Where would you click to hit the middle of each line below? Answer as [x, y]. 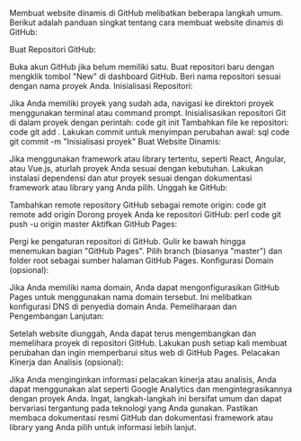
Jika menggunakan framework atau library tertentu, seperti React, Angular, [147, 159]
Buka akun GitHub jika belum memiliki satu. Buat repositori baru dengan [142, 67]
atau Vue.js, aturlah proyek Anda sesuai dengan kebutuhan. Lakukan [136, 168]
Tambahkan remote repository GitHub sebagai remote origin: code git [138, 205]
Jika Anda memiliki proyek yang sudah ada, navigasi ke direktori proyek [142, 103]
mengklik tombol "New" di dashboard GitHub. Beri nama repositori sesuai [145, 76]
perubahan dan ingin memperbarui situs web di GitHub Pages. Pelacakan [145, 353]
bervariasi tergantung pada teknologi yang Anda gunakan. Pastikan [134, 408]
